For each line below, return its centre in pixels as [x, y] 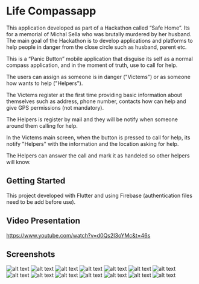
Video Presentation [43, 221]
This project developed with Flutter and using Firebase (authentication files [99, 195]
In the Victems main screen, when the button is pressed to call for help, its [98, 137]
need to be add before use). [41, 202]
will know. [19, 162]
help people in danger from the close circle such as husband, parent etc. [96, 47]
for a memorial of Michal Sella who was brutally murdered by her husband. [99, 34]
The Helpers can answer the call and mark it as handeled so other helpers [98, 156]
